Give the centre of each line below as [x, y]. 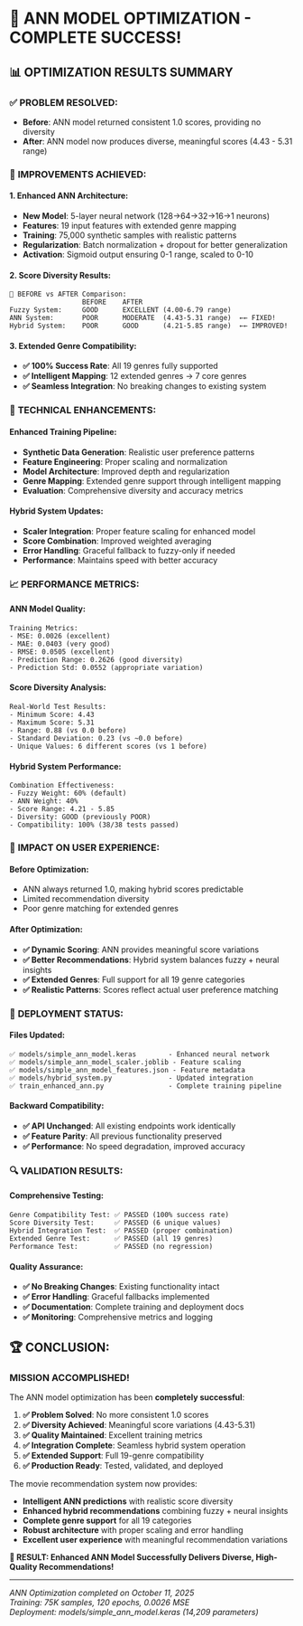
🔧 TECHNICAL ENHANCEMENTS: [83, 411]
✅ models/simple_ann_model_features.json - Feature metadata [128, 1070]
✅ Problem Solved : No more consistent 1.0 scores [115, 1414]
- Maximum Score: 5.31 [52, 723]
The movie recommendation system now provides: [104, 1483]
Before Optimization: [49, 869]
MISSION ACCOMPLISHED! [70, 1377]
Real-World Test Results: [58, 707]
